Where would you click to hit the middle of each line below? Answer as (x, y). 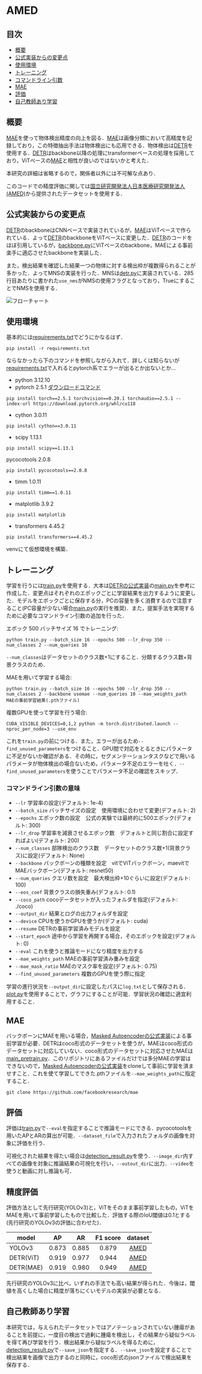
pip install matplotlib (36, 515)
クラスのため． (30, 665)
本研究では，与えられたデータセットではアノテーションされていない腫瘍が (98, 1327)
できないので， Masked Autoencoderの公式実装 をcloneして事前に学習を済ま (100, 1066)
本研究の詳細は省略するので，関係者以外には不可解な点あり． (82, 173)
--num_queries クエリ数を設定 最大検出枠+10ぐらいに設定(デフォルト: (103, 878)
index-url (19, 404)
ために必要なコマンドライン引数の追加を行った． (67, 616)
